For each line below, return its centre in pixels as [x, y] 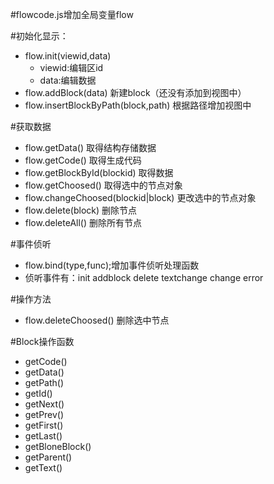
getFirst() [44, 425]
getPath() [44, 382]
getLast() [43, 436]
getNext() [44, 404]
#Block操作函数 [42, 341]
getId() [38, 393]
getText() [43, 467]
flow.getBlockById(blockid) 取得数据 [99, 172]
